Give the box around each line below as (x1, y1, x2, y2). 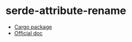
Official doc (14, 29, 43, 36)
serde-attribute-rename (5, 4, 127, 17)
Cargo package (14, 23, 52, 30)
